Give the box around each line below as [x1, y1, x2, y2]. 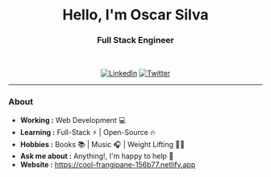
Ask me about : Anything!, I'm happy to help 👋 [19, 151, 174, 161]
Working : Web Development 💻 [19, 115, 127, 124]
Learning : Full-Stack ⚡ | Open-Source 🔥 [19, 127, 156, 137]
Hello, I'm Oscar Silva [62, 6, 209, 24]
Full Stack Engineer [96, 35, 175, 46]
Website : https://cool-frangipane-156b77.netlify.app [19, 159, 196, 169]
